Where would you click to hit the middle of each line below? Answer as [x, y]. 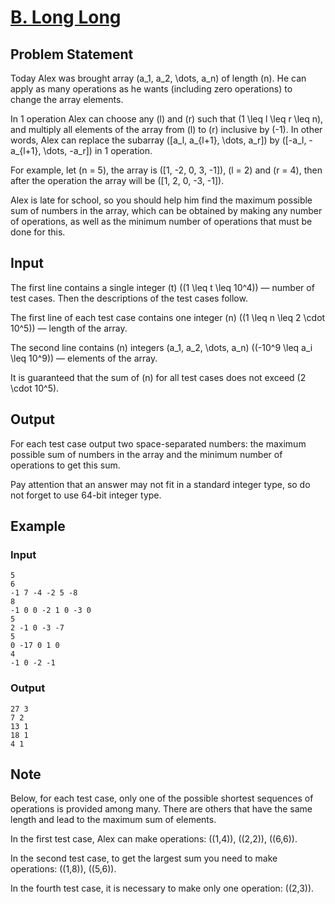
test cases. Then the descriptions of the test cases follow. [129, 298]
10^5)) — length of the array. [69, 328]
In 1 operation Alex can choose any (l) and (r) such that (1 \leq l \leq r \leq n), [167, 119]
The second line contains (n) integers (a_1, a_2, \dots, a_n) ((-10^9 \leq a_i [161, 347]
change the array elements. [67, 99]
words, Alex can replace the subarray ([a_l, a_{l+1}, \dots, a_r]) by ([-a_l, [158, 140]
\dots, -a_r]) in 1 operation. [98, 150]
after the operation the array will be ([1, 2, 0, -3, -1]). [117, 180]
